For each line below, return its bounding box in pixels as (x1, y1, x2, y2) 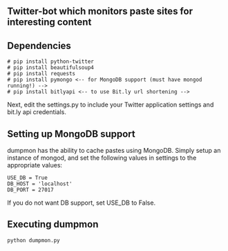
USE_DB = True (7, 174, 48, 182)
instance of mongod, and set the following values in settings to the (7, 154, 197, 162)
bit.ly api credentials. (7, 108, 67, 116)
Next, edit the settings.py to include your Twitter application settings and (7, 100, 214, 109)
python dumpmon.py (7, 236, 60, 244)
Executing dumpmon (7, 219, 99, 230)
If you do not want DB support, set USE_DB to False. (7, 198, 156, 207)
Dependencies (7, 39, 71, 51)
